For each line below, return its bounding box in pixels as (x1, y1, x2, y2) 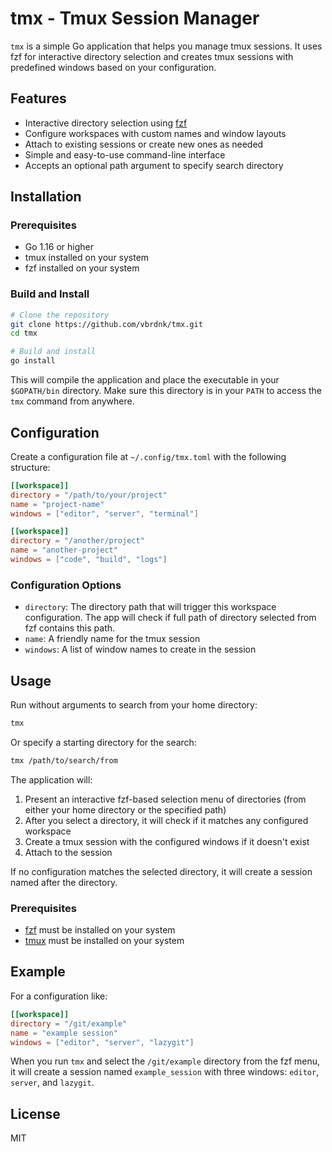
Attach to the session (24, 846, 113, 858)
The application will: (10, 773, 93, 786)
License (10, 1105, 61, 1122)
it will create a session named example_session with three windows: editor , (10, 1066, 320, 1078)
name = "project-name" (10, 499, 105, 509)
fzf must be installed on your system (24, 924, 176, 936)
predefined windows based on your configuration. (10, 61, 217, 73)
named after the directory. (10, 876, 118, 888)
